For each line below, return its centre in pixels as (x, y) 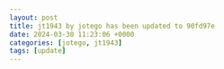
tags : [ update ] (38, 51)
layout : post (34, 17)
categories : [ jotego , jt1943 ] (66, 43)
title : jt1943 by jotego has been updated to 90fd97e (112, 26)
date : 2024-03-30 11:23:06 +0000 (72, 34)
